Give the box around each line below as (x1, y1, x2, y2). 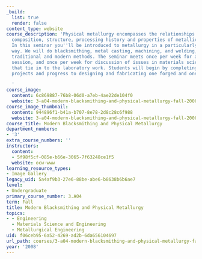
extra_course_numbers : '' (6, 137, 71, 143)
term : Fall (6, 199, 34, 205)
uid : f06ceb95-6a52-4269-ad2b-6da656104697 (6, 232, 117, 239)
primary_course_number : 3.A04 (6, 193, 82, 199)
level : (6, 182, 23, 189)
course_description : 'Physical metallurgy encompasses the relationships (6, 31, 195, 37)
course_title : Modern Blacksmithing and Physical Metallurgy (6, 120, 163, 126)
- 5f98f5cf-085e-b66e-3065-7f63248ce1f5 (11, 154, 114, 160)
